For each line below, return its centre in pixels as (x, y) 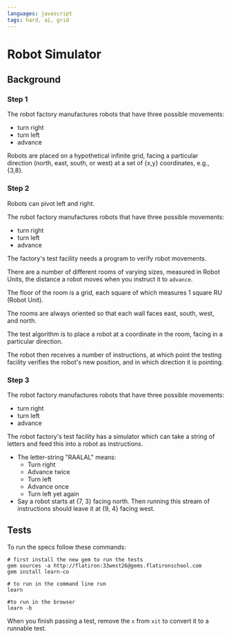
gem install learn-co (38, 572)
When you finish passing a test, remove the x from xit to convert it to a (108, 621)
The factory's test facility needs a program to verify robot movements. (107, 258)
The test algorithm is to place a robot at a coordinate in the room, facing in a (115, 334)
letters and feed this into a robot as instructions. (75, 444)
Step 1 (18, 99)
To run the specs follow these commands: (67, 547)
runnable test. (27, 628)
